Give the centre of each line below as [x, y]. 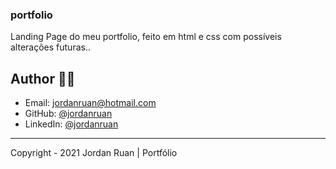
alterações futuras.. [50, 47]
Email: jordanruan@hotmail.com [90, 103]
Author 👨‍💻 [43, 78]
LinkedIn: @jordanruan [71, 124]
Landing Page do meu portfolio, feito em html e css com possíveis [146, 37]
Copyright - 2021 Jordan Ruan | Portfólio [94, 153]
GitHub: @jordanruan [68, 114]
